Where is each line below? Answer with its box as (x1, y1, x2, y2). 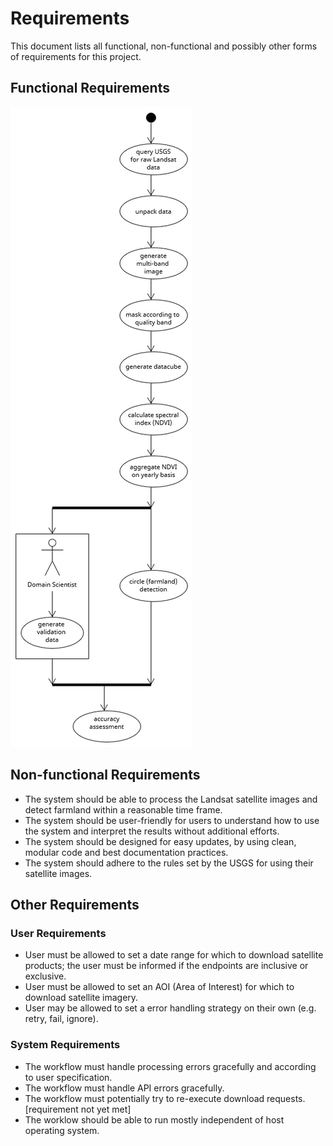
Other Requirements (10, 896, 140, 913)
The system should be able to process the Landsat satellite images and (24, 793, 318, 805)
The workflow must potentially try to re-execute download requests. (24, 1092, 306, 1104)
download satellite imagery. (24, 992, 139, 1004)
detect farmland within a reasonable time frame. (24, 803, 223, 816)
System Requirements (10, 1038, 121, 1052)
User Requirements (10, 926, 107, 940)
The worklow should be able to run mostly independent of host (24, 1113, 285, 1126)
